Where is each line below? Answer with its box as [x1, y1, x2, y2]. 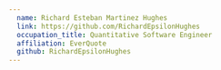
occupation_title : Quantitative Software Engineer [16, 30, 213, 39]
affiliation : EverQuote [16, 38, 106, 48]
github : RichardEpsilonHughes [16, 47, 131, 56]
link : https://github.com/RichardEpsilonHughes [16, 22, 201, 31]
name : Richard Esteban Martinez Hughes [16, 13, 168, 23]
